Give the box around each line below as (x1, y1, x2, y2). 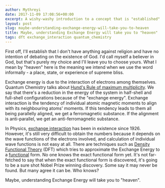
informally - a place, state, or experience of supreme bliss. (5, 69, 124, 75)
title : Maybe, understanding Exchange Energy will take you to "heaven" (5, 30, 158, 35)
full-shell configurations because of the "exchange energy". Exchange (5, 94, 148, 100)
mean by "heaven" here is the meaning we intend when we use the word (5, 64, 153, 70)
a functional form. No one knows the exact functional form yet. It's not (5, 151, 148, 157)
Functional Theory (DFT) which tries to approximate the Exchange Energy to (5, 146, 160, 152)
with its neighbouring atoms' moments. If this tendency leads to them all (5, 105, 152, 111)
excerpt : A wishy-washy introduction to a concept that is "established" (5, 16, 161, 21)
